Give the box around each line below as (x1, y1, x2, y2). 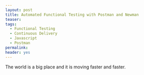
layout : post (5, 7, 33, 13)
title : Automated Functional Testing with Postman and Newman (5, 12, 139, 17)
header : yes (5, 50, 30, 55)
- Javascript (10, 36, 37, 41)
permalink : (5, 45, 28, 50)
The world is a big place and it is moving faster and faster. (5, 64, 126, 70)
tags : (5, 21, 17, 27)
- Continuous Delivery (10, 31, 58, 36)
